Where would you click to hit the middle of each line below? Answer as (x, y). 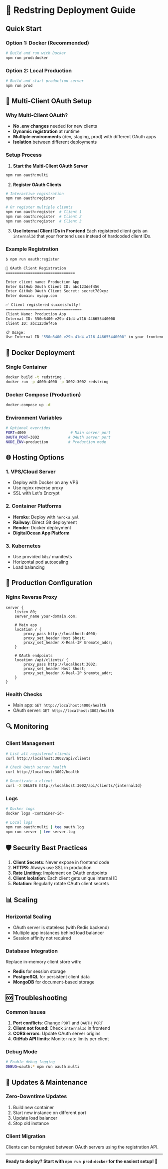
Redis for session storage (39, 971)
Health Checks (24, 694)
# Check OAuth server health (36, 767)
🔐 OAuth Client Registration (36, 268)
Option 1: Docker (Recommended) (47, 43)
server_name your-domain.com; (46, 616)
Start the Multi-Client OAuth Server (50, 166)
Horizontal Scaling (28, 917)
